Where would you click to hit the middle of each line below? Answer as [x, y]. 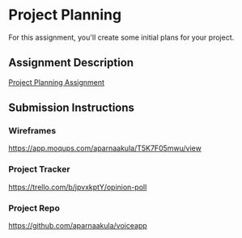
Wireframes [32, 131]
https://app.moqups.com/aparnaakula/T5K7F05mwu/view [105, 148]
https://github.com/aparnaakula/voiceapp [78, 226]
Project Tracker [39, 169]
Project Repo [34, 208]
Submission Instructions [72, 108]
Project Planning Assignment [57, 82]
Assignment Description [71, 63]
